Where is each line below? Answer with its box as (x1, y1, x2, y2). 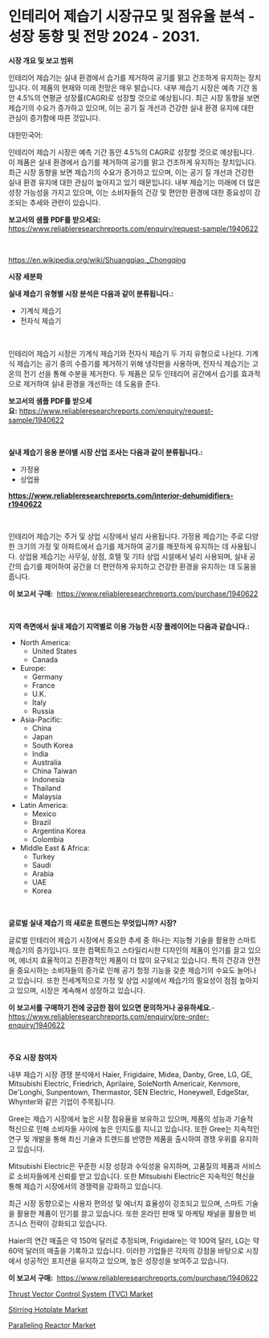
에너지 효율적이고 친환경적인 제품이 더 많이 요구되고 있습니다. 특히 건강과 (18, 955, 247, 965)
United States (31, 646, 78, 656)
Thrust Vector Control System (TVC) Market (8, 1289, 153, 1299)
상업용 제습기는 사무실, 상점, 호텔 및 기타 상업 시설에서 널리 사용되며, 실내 (18, 551, 247, 561)
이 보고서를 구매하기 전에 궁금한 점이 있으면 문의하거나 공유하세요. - (8, 1002, 215, 1012)
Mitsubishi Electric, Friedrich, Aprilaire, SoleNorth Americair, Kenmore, (8, 1079, 241, 1088)
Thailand (31, 783, 62, 793)
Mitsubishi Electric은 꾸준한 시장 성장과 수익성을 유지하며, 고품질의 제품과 (8, 1161, 241, 1170)
